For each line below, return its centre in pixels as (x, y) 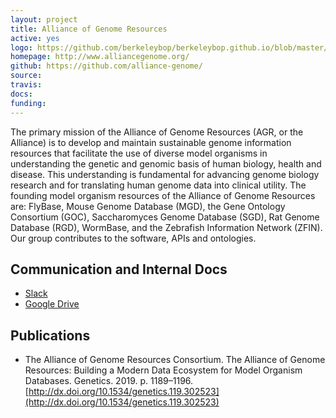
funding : (28, 103)
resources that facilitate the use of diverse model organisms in (139, 153)
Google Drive (52, 304)
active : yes (35, 38)
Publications (50, 335)
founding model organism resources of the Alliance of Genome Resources (163, 195)
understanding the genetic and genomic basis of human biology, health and (166, 163)
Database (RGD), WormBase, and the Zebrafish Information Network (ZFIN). (166, 227)
